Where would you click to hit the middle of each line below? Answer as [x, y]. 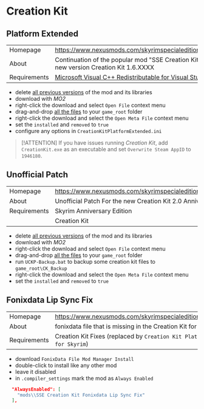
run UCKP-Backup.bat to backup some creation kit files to [85, 261]
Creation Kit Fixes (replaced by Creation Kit [118, 336]
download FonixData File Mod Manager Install [74, 359]
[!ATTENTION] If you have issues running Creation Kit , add [94, 143]
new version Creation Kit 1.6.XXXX [104, 67]
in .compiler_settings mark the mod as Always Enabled [84, 378]
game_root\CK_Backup [41, 269]
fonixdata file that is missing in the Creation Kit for [126, 326]
